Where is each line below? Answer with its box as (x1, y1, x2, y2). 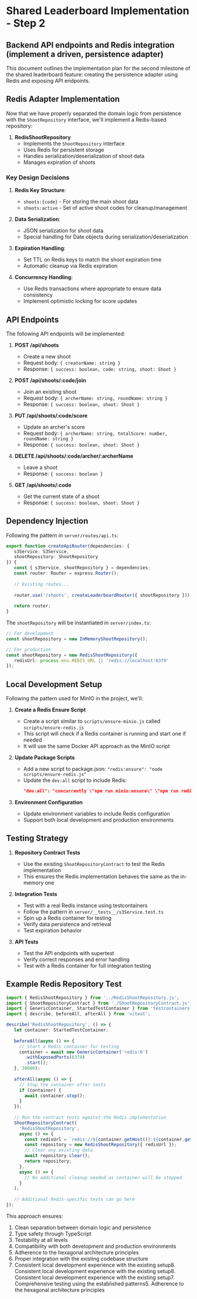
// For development (6, 630, 54, 637)
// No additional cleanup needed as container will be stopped (24, 1174, 182, 1180)
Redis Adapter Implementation (6, 94, 120, 104)
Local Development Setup (6, 679, 103, 689)
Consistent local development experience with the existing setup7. (14, 1274, 175, 1281)
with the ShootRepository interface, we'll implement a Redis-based (6, 116, 167, 123)
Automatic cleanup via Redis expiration (23, 263, 118, 270)
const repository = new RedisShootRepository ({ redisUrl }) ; (24, 1142, 177, 1148)
